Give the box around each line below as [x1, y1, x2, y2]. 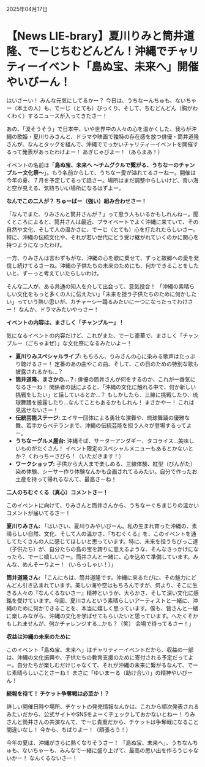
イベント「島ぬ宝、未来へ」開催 [37, 60, 199, 74]
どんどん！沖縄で [81, 45, 167, 58]
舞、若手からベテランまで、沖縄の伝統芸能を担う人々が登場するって [15, 422, 187, 429]
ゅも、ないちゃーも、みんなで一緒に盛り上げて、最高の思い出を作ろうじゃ [6, 746, 194, 754]
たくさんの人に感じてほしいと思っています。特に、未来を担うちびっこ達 [17, 537, 199, 545]
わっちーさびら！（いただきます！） [32, 452, 124, 460]
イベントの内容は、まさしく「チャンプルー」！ [6, 318, 124, 326]
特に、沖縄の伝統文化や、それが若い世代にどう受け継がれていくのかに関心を [6, 233, 199, 241]
